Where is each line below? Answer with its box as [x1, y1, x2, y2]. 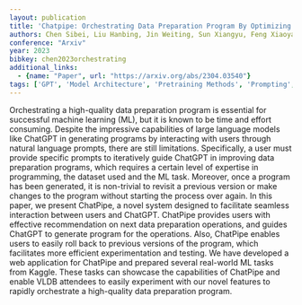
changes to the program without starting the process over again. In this [9, 190, 272, 201]
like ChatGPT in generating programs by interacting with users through [9, 133, 271, 144]
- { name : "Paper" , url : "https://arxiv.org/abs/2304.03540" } [17, 72, 252, 81]
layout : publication [9, 13, 87, 22]
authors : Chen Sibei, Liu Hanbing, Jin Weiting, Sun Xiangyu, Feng [9, 30, 268, 39]
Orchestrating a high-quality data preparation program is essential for [9, 104, 267, 115]
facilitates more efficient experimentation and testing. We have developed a [9, 248, 289, 258]
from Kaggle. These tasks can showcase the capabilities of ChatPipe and [9, 266, 280, 277]
